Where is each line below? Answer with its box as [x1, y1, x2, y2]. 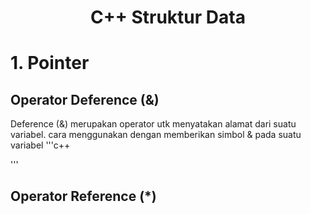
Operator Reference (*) [10, 187, 157, 205]
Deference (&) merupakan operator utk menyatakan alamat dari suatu [10, 118, 297, 130]
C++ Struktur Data [90, 6, 246, 29]
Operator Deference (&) [10, 91, 160, 108]
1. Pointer [10, 52, 90, 75]
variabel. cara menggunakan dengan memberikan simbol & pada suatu [10, 129, 302, 141]
